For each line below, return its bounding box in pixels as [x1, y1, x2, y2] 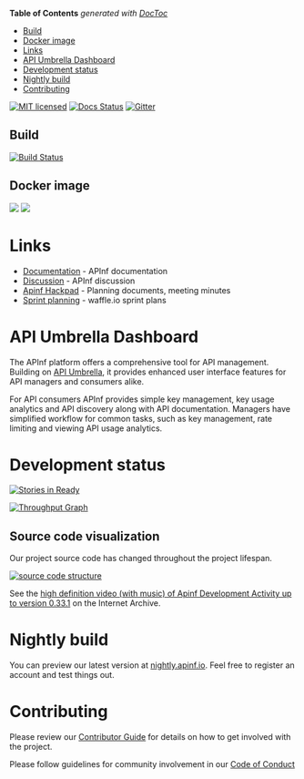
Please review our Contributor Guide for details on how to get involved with [9, 732, 291, 743]
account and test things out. [9, 670, 116, 681]
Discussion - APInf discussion [22, 275, 136, 286]
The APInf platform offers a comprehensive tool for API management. [9, 356, 269, 367]
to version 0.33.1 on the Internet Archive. [9, 598, 161, 609]
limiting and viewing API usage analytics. [9, 423, 163, 434]
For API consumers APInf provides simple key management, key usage [9, 394, 275, 405]
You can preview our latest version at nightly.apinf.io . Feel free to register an [9, 660, 296, 671]
